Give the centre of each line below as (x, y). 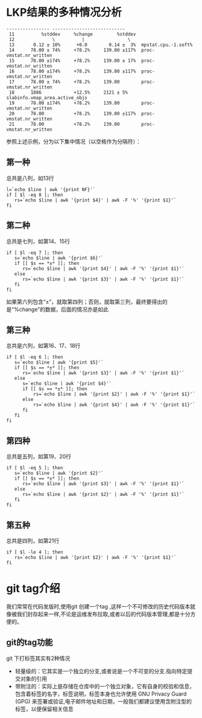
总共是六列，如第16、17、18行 (43, 346)
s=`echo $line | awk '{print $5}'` (59, 363)
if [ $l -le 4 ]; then (35, 552)
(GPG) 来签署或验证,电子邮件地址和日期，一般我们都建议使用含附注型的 (103, 701)
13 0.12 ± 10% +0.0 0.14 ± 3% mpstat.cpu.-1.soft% (101, 45)
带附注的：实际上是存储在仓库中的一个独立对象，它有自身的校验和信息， (105, 686)
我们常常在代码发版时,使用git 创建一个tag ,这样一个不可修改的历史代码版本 (98, 606)
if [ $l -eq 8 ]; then (35, 195)
